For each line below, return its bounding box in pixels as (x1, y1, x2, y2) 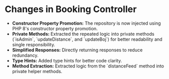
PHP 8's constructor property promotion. (12, 25, 98, 31)
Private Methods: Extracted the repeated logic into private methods (12, 31, 155, 37)
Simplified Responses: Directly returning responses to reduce (12, 47, 143, 53)
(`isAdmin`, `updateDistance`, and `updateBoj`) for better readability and (12, 36, 163, 42)
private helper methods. (12, 68, 62, 74)
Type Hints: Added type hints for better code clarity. (12, 57, 122, 63)
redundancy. (12, 52, 39, 58)
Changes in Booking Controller (5, 4, 137, 15)
